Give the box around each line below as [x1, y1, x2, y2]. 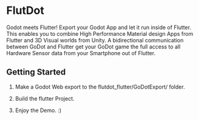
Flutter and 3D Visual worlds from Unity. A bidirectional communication [6, 36, 184, 44]
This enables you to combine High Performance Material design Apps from [6, 30, 194, 37]
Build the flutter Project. [15, 95, 75, 102]
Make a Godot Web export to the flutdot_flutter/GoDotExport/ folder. [15, 83, 185, 90]
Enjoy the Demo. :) [15, 107, 62, 114]
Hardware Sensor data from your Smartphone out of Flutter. [6, 49, 156, 56]
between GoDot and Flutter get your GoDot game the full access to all [6, 43, 181, 50]
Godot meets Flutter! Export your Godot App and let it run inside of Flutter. [6, 24, 192, 31]
